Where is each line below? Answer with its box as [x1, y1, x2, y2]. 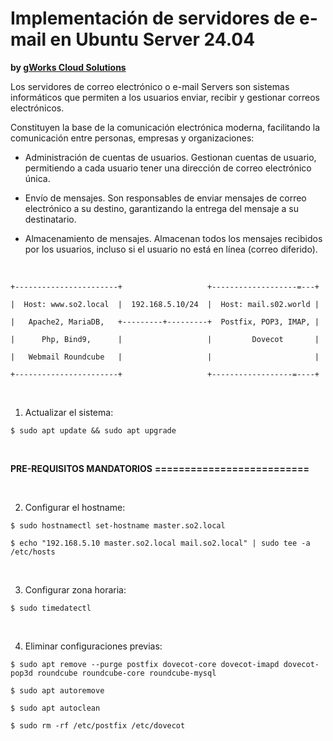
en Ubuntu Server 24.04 [49, 28, 256, 51]
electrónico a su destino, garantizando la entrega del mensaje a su [24, 202, 299, 214]
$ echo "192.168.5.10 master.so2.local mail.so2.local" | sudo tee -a [10, 538, 311, 548]
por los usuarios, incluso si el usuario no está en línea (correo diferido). [24, 243, 318, 255]
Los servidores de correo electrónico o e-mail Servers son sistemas [10, 80, 290, 92]
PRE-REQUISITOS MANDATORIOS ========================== [10, 462, 310, 474]
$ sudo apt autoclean [10, 703, 101, 713]
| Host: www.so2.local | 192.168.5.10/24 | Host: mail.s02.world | [10, 299, 320, 309]
